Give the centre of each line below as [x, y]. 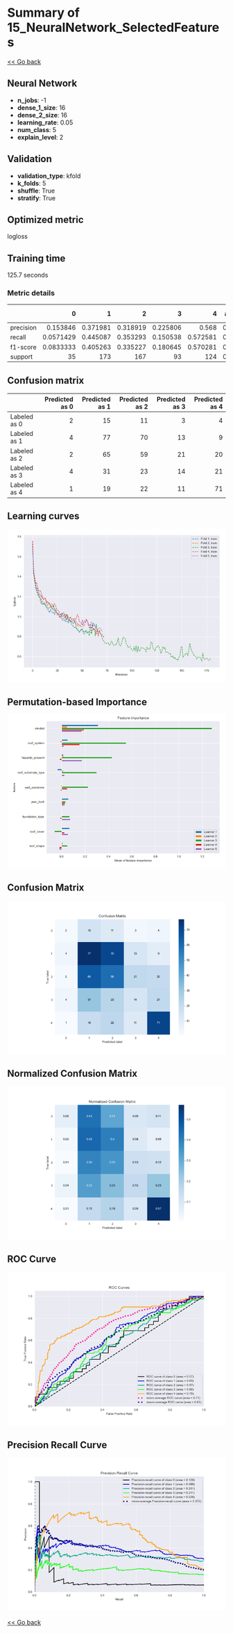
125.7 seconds [28, 275]
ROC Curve [32, 1259]
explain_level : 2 [40, 137]
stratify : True [36, 198]
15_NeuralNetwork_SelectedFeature [113, 27]
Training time [36, 258]
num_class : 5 [37, 129]
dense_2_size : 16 [42, 115]
